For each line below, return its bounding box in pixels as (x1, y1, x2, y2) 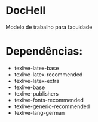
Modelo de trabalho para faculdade (5, 23, 93, 31)
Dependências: (5, 44, 83, 58)
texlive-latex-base (14, 64, 59, 72)
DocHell (5, 4, 46, 17)
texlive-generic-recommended (14, 103, 90, 110)
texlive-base (14, 84, 45, 91)
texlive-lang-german (14, 109, 65, 116)
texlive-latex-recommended (14, 70, 83, 78)
